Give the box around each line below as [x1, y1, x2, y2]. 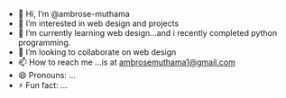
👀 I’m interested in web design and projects [17, 18, 180, 29]
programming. [17, 37, 71, 48]
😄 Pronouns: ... [17, 70, 77, 80]
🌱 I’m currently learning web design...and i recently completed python [17, 28, 278, 38]
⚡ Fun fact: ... [17, 80, 68, 90]
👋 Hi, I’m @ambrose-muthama [17, 9, 131, 19]
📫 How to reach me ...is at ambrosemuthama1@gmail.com [17, 57, 236, 67]
